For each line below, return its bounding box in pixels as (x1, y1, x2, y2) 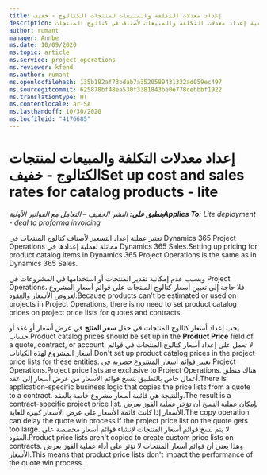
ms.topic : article (9, 48, 70, 56)
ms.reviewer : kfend (9, 64, 74, 71)
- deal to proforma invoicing (9, 218, 101, 227)
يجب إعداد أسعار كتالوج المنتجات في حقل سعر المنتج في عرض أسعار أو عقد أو (9, 322, 240, 332)
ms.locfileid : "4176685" (9, 115, 91, 123)
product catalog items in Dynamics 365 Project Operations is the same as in (9, 249, 257, 259)
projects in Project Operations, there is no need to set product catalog (9, 299, 237, 308)
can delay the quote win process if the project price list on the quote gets (9, 415, 249, 425)
